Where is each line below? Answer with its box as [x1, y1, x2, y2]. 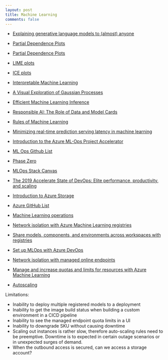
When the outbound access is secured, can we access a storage [12, 344, 147, 350]
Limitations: [5, 292, 29, 298]
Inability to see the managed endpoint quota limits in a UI [12, 318, 131, 324]
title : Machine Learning [5, 12, 57, 17]
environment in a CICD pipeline [12, 312, 77, 319]
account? [12, 350, 32, 356]
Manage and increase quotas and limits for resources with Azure [12, 266, 147, 273]
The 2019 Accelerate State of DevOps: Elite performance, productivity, [12, 177, 159, 184]
